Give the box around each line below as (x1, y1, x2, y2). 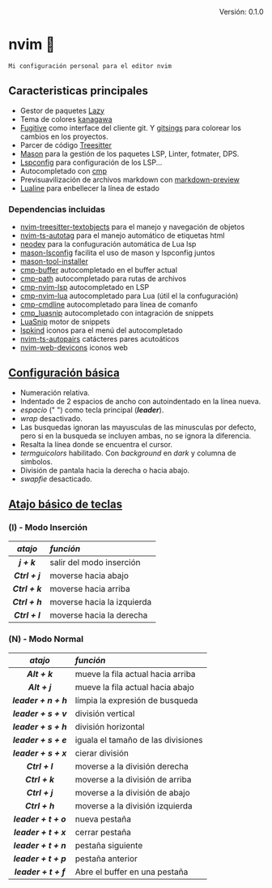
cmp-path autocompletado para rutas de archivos (19, 274, 187, 283)
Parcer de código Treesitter (19, 140, 112, 149)
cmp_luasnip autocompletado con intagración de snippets (19, 308, 215, 318)
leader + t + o (13, 813, 66, 825)
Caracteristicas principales (8, 84, 148, 98)
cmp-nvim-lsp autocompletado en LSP (19, 282, 150, 292)
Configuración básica (8, 366, 120, 380)
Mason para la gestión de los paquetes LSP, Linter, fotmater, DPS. (19, 149, 240, 158)
